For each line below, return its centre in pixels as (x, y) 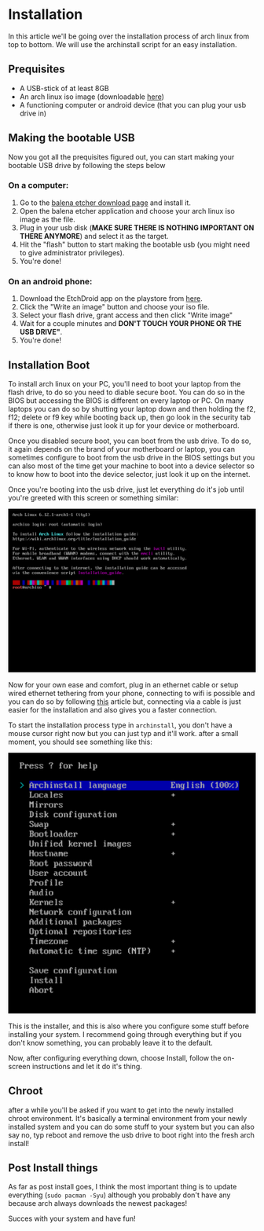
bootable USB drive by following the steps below (87, 165)
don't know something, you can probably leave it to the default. (111, 1042)
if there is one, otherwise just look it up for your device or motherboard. (124, 425)
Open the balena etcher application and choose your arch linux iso (127, 211)
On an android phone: (50, 281)
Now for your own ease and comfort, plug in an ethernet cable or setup (123, 685)
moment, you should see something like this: (81, 742)
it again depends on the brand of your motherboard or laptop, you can (122, 449)
